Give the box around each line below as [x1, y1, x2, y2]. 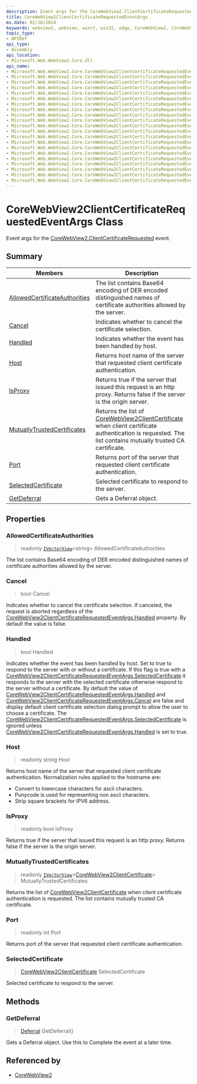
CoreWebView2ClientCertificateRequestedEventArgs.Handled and [6, 691, 166, 698]
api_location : [6, 52, 41, 58]
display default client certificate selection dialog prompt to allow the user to [6, 703, 189, 710]
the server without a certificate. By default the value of [6, 684, 138, 691]
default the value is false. [6, 621, 67, 628]
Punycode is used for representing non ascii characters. [14, 792, 151, 799]
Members [35, 269, 63, 277]
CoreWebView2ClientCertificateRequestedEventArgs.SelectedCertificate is [6, 715, 187, 722]
